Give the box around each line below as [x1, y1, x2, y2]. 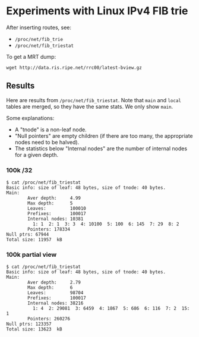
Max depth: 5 [27, 200, 73, 206]
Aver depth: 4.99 [27, 195, 81, 201]
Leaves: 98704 [27, 290, 84, 296]
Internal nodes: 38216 [27, 300, 84, 307]
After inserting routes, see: [6, 24, 72, 31]
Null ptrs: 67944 [6, 232, 49, 238]
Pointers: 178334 [27, 226, 70, 232]
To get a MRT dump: [6, 53, 56, 60]
